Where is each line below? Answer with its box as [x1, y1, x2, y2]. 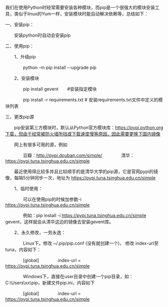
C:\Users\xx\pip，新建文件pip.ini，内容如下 [5, 280, 95, 286]
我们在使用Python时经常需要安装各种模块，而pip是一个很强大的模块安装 [5, 5, 155, 10]
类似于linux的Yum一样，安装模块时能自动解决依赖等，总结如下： [14, 11, 149, 17]
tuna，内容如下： [5, 247, 41, 252]
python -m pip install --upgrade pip [22, 65, 97, 70]
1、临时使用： [14, 186, 43, 191]
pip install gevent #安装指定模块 [22, 86, 97, 92]
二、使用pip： [5, 43, 34, 49]
